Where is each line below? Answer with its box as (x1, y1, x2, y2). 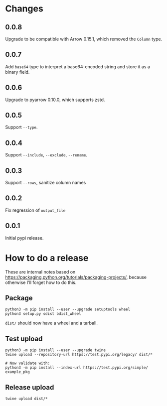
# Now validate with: (5, 361, 50, 366)
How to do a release (5, 252, 89, 264)
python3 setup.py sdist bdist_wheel (5, 311, 81, 316)
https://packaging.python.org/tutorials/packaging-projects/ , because (5, 274, 147, 280)
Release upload (5, 383, 54, 392)
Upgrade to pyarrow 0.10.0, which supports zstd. (5, 97, 105, 103)
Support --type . (5, 124, 38, 130)
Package (5, 294, 33, 302)
